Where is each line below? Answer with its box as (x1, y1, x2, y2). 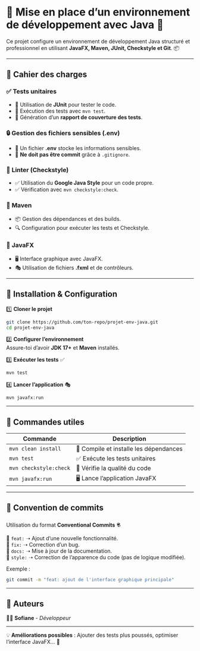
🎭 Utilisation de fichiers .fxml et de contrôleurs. (14, 264, 134, 271)
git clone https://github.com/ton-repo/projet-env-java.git (6, 319, 159, 325)
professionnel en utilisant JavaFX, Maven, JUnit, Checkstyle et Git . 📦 (6, 44, 180, 51)
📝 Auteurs (6, 599, 44, 609)
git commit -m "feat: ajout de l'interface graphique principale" (6, 577, 174, 583)
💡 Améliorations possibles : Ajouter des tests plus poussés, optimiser (6, 631, 179, 639)
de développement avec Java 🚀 (6, 18, 164, 32)
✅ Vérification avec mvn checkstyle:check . (14, 186, 119, 193)
